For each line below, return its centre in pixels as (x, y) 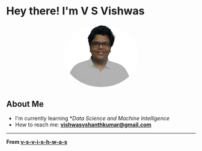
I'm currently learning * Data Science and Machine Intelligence (92, 119)
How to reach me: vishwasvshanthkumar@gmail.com (83, 125)
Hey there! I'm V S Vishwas (75, 11)
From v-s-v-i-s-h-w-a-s (37, 142)
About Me (25, 104)
